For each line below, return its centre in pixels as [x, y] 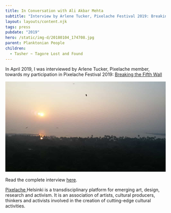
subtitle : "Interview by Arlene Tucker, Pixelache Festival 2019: [77, 16]
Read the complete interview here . [41, 180]
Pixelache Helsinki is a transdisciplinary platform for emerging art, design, [82, 190]
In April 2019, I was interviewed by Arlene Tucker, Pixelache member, [78, 69]
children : [16, 48]
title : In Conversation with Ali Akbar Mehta [54, 11]
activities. [15, 206]
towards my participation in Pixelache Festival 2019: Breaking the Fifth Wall [84, 74]
